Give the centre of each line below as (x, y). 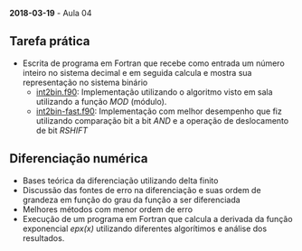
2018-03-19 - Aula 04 (51, 13)
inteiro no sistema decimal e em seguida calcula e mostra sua (137, 72)
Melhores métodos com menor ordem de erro (107, 209)
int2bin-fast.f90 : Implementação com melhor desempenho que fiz (159, 111)
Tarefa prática (50, 41)
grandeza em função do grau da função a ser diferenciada (132, 200)
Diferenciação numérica (79, 158)
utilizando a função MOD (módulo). (101, 101)
